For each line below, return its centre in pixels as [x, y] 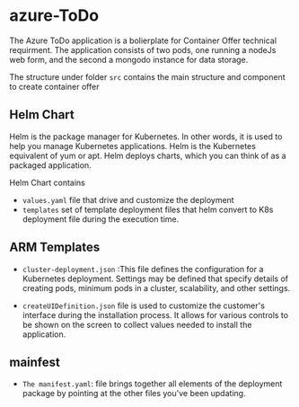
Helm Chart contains [47, 182]
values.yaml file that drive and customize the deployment [128, 199]
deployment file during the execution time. [101, 219]
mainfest [35, 362]
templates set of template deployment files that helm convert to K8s [148, 209]
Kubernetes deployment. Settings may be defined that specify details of [155, 279]
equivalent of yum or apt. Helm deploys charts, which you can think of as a [148, 155]
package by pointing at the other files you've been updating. [134, 394]
